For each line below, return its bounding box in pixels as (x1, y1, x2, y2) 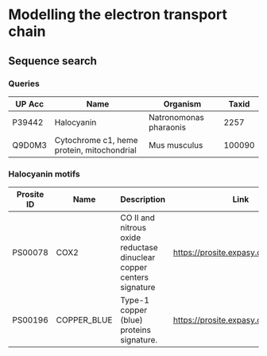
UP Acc (15, 98, 44, 109)
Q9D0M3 (12, 139, 48, 150)
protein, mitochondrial (54, 145, 137, 156)
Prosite (16, 189, 44, 200)
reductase (120, 242, 159, 253)
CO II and (120, 212, 155, 223)
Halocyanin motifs (8, 168, 81, 180)
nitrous (120, 222, 147, 234)
